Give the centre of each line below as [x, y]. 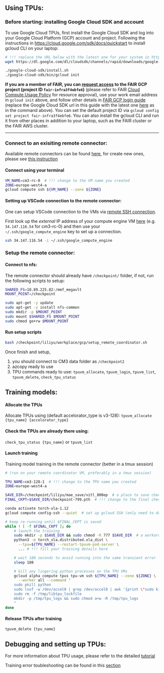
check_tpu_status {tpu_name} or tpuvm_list [49, 442]
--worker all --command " [44, 580]
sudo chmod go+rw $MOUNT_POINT [37, 321]
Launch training [21, 453]
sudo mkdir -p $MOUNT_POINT [34, 312]
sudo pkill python [32, 585]
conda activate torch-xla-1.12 [37, 509]
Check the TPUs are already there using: [47, 431]
